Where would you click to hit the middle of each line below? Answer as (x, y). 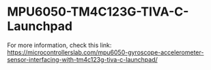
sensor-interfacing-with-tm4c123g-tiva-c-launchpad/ (83, 59)
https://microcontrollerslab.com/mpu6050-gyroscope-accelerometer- (105, 52)
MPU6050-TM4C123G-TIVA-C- (98, 12)
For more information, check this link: (59, 45)
